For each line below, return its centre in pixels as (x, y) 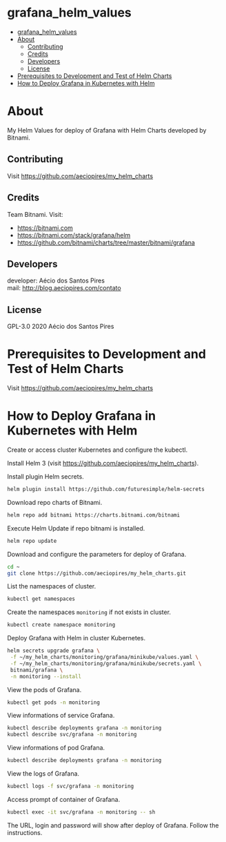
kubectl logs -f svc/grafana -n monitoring (71, 786)
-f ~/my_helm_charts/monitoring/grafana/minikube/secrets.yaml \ (106, 663)
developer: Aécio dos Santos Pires (56, 280)
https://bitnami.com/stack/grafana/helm (74, 235)
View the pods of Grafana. (44, 689)
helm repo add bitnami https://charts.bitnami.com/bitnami (94, 515)
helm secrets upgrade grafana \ (53, 651)
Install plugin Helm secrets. (45, 477)
